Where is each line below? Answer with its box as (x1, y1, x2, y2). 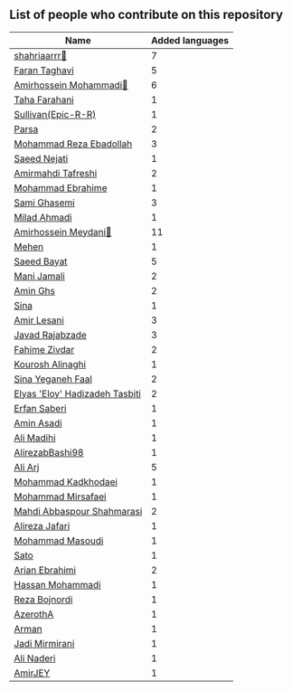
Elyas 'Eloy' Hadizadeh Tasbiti (14, 387, 142, 400)
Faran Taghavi (14, 63, 74, 76)
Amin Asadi (14, 416, 62, 429)
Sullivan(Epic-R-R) (14, 108, 97, 120)
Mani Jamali (14, 270, 65, 282)
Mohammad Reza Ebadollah (14, 137, 133, 150)
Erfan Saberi (14, 402, 67, 414)
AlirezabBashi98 (14, 446, 84, 459)
